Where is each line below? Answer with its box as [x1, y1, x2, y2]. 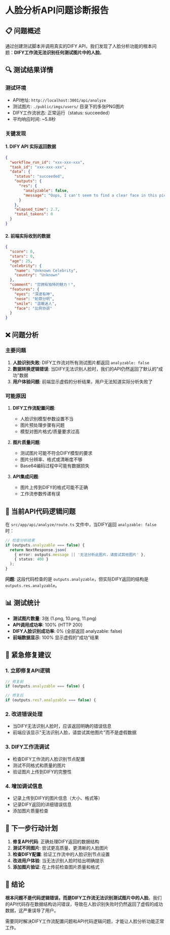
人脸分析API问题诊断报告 [5, 5, 109, 16]
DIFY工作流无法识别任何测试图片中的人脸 [14, 49, 100, 55]
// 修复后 [5, 693, 24, 698]
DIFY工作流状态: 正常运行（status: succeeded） [12, 110, 113, 116]
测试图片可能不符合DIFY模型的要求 [20, 450, 93, 456]
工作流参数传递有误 [20, 491, 61, 497]
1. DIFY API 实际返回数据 [5, 143, 57, 150]
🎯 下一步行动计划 [5, 824, 58, 833]
